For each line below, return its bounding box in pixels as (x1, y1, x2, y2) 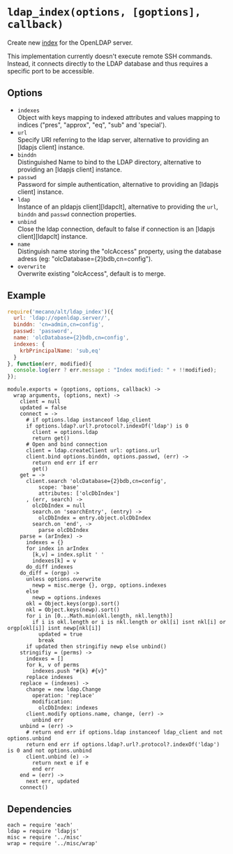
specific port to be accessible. (7, 66, 94, 75)
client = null (20, 398, 61, 405)
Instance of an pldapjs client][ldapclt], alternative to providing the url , (17, 202, 218, 211)
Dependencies (7, 803, 72, 815)
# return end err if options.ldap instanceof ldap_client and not (25, 729, 223, 736)
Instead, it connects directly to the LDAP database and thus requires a (7, 59, 209, 68)
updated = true (38, 631, 82, 638)
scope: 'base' (38, 484, 80, 491)
